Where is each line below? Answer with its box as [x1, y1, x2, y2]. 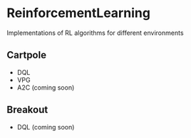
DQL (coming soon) [16, 122, 75, 131]
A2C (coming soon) [16, 83, 75, 92]
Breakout [6, 104, 48, 116]
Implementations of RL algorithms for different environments [6, 28, 184, 37]
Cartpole [6, 49, 47, 61]
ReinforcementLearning [6, 5, 151, 21]
